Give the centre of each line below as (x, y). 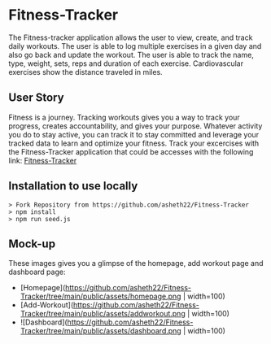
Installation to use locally (73, 186)
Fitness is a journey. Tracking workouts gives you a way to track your (124, 117)
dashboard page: (37, 272)
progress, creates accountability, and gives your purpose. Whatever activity (135, 126)
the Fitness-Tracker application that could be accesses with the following (131, 151)
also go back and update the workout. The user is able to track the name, (131, 54)
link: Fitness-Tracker (43, 160)
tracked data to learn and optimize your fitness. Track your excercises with (134, 143)
